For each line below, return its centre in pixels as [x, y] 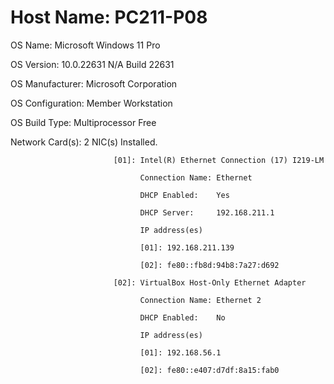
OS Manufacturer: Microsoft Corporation [94, 83]
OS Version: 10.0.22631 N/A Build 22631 [92, 64]
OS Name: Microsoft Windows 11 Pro [85, 45]
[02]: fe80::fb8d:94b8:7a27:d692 [209, 265]
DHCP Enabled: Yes [184, 195]
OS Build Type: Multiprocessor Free [83, 122]
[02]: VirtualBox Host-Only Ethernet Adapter [210, 282]
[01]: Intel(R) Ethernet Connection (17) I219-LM [219, 160]
